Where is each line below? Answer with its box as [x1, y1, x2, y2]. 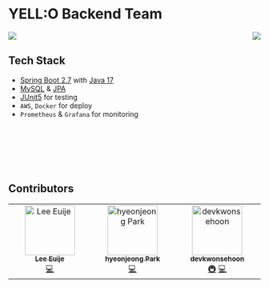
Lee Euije [34, 254, 65, 264]
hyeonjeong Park [105, 254, 160, 264]
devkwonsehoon [190, 254, 245, 264]
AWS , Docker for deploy [19, 101, 93, 110]
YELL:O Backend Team [8, 5, 163, 23]
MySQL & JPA [19, 83, 66, 93]
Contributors [8, 182, 74, 196]
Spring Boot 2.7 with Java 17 [19, 75, 114, 85]
